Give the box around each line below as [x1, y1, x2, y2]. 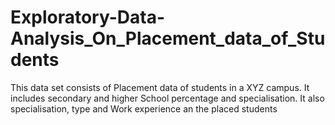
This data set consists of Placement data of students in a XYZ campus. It [10, 81, 310, 93]
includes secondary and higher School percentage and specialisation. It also [10, 92, 325, 104]
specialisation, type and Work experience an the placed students [10, 102, 278, 115]
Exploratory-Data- [10, 6, 165, 29]
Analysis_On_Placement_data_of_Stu [10, 27, 326, 50]
